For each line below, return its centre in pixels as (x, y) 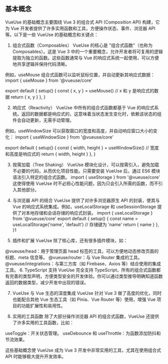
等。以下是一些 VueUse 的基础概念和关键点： (52, 35)
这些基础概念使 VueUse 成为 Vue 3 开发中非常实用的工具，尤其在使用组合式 (83, 350)
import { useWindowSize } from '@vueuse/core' (64, 137)
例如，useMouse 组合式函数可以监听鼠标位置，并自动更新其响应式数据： (80, 75)
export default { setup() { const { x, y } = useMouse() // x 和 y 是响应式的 (80, 90)
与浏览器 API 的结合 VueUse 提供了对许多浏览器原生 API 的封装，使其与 (86, 200)
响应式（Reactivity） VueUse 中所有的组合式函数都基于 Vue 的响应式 (83, 107)
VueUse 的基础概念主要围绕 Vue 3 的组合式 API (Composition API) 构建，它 (82, 22)
